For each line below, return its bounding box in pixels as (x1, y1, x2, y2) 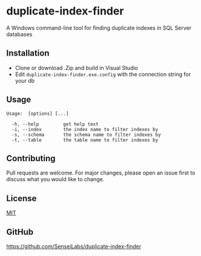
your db (15, 77, 35, 84)
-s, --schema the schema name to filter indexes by (12, 132, 162, 138)
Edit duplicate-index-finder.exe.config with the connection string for (15, 71, 191, 78)
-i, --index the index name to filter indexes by (12, 126, 159, 132)
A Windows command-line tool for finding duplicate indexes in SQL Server (6, 24, 192, 31)
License (6, 193, 37, 203)
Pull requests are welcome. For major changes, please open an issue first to (6, 169, 196, 176)
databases (6, 30, 33, 37)
